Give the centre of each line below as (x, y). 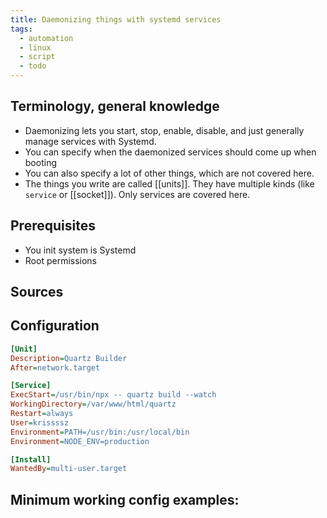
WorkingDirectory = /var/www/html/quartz (93, 404)
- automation (46, 38)
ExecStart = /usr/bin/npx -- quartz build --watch (113, 395)
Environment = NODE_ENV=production (80, 441)
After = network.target (55, 367)
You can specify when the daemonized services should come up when (170, 152)
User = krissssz (40, 422)
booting (40, 162)
